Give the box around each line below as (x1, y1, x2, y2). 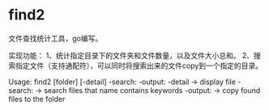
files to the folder (8, 94, 66, 104)
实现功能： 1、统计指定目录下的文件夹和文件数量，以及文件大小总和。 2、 (8, 50, 254, 60)
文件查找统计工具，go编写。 (8, 33, 103, 43)
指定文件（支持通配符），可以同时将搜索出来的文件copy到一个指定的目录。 (15, 61, 263, 70)
